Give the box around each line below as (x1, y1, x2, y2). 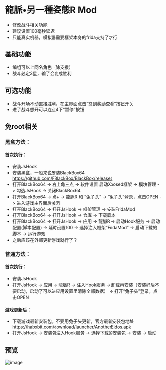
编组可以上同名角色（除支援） (12, 64, 73, 70)
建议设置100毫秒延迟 (12, 28, 55, 34)
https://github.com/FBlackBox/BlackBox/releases (12, 175, 113, 181)
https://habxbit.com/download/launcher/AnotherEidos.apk (12, 324, 131, 330)
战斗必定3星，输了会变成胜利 (12, 70, 72, 76)
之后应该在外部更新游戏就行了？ (12, 237, 78, 243)
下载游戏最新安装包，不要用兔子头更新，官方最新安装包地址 (12, 318, 134, 324)
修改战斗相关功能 (12, 22, 48, 28)
